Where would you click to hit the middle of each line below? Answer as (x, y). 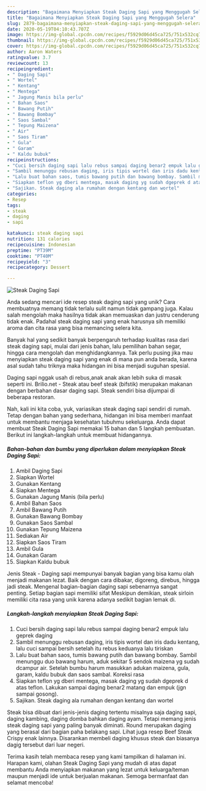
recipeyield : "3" (29, 262)
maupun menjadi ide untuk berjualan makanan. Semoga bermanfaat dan (98, 776)
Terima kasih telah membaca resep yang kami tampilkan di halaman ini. (97, 757)
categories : (22, 194)
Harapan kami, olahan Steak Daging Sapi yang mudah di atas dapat (92, 763)
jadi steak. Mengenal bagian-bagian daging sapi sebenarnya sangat (92, 587)
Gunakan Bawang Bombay (49, 517)
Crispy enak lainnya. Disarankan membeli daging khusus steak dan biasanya (103, 738)
